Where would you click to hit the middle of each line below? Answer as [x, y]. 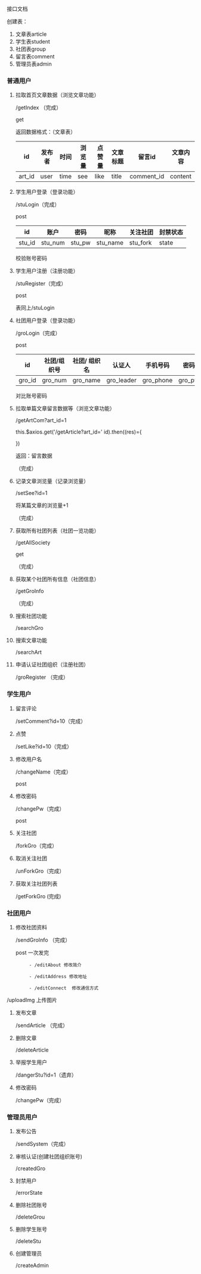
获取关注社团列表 [36, 883]
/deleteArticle [32, 1050]
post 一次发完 [32, 953]
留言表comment [35, 56]
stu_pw [81, 243]
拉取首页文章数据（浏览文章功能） [57, 95]
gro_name [86, 381]
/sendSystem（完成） [42, 1144]
